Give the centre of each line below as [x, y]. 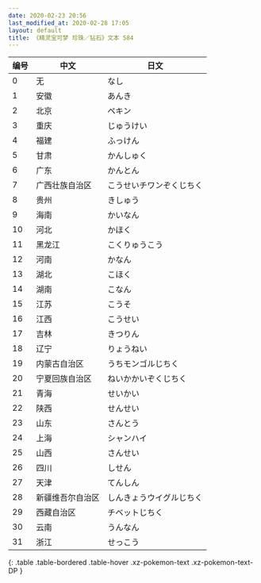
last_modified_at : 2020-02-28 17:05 [69, 23]
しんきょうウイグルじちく [155, 498]
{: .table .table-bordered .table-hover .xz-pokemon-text [99, 562]
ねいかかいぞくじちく [148, 379]
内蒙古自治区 [60, 364]
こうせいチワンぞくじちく [155, 186]
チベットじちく [136, 512]
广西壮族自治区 [64, 186]
